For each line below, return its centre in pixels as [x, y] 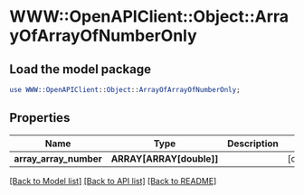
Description [253, 144]
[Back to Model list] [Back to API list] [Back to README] [113, 181]
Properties [40, 118]
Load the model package [81, 69]
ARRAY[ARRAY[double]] [165, 158]
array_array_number [58, 158]
